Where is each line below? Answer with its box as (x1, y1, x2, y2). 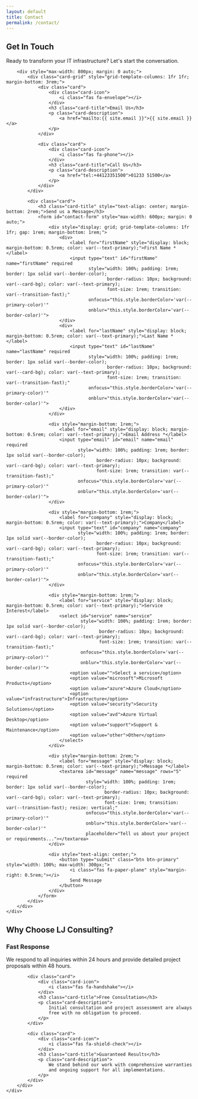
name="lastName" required (6, 349, 70, 355)
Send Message (69, 877, 102, 883)
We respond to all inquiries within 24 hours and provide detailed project (6, 956, 181, 963)
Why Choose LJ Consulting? (6, 925, 114, 935)
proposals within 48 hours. (6, 962, 72, 969)
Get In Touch (6, 41, 55, 52)
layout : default (6, 8, 46, 15)
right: (6, 872, 23, 879)
